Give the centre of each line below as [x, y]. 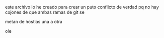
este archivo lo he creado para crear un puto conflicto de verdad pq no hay [82, 7]
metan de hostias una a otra [34, 22]
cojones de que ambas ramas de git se [45, 12]
